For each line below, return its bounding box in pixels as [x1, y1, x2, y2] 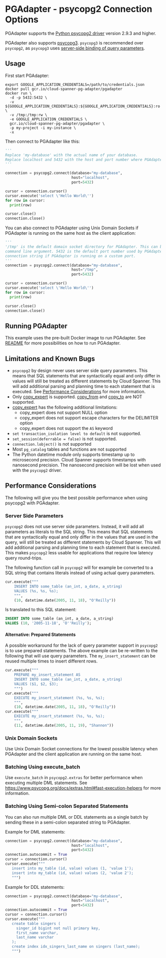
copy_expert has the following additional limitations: [12, 404, 118, 410]
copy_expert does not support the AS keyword [19, 425, 113, 431]
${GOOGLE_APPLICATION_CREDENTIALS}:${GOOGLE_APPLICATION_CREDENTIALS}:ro [5, 104, 161, 109]
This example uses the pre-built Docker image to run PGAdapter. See [5, 335, 146, 341]
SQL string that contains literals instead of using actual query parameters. [5, 570, 155, 576]
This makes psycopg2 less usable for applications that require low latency [5, 550, 153, 556]
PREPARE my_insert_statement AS [14, 672, 81, 677]
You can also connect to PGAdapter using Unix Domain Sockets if [5, 225, 139, 231]
